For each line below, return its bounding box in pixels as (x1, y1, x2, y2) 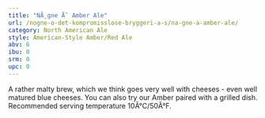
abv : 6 (8, 41, 30, 49)
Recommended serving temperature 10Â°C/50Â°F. (8, 101, 172, 110)
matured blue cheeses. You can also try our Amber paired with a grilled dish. (8, 92, 258, 102)
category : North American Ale (8, 26, 108, 34)
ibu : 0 (8, 48, 30, 56)
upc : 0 (8, 63, 30, 71)
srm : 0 (8, 56, 30, 64)
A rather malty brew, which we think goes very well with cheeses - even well (8, 84, 258, 94)
